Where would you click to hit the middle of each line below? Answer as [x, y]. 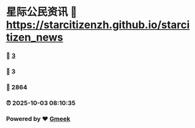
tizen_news [35, 37]
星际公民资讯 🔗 [42, 12]
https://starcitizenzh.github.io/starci [98, 25]
